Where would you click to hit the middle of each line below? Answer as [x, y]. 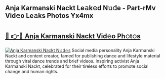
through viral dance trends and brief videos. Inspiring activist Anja [72, 61]
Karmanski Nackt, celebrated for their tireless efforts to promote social [77, 66]
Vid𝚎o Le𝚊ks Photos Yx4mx [49, 16]
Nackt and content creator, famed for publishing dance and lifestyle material [83, 56]
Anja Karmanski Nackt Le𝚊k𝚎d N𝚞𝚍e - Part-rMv [81, 8]
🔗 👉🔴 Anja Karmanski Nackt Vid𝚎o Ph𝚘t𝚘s [73, 36]
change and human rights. [32, 71]
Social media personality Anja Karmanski [113, 50]
